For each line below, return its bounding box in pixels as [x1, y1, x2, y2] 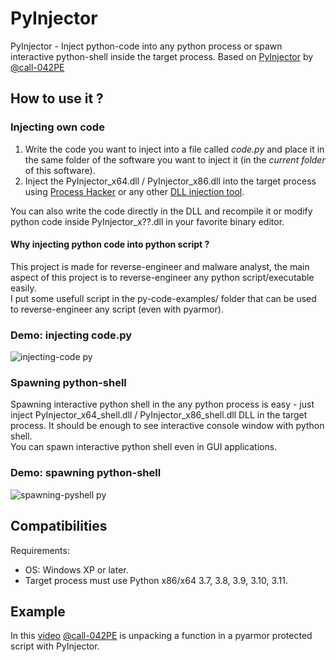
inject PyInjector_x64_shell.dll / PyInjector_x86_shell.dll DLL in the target [10, 409, 308, 421]
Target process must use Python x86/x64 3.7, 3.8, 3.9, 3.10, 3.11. [24, 574, 289, 586]
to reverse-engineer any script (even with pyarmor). [10, 303, 224, 315]
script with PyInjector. [10, 640, 100, 652]
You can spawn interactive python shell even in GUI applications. [10, 441, 278, 453]
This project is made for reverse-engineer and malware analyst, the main [10, 260, 310, 272]
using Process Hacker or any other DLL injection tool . [24, 185, 245, 197]
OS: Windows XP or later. [24, 563, 129, 576]
